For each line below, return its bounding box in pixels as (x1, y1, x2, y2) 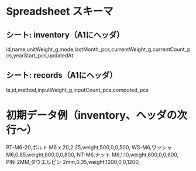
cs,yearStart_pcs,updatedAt (6, 52, 74, 59)
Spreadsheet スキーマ (6, 5, 114, 18)
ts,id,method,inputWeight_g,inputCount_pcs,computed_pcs (6, 86, 149, 93)
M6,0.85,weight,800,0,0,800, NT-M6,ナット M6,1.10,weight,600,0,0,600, (6, 151, 179, 158)
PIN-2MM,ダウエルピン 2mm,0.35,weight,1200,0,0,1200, (6, 158, 140, 165)
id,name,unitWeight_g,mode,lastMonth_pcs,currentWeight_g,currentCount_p (6, 46, 191, 53)
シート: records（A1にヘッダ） (6, 70, 118, 80)
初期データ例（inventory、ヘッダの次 (6, 109, 187, 122)
